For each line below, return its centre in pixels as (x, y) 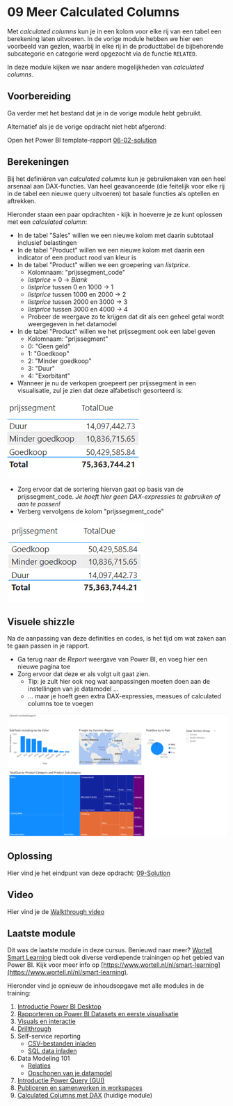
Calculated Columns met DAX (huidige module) (85, 1096)
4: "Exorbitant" (49, 376)
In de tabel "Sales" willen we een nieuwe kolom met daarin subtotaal (115, 235)
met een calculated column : (47, 222)
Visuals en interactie (46, 1021)
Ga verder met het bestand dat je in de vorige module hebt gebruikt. (105, 113)
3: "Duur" (41, 368)
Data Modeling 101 (43, 1059)
